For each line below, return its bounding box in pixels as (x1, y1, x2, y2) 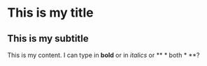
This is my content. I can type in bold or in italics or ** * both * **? (7, 51, 200, 59)
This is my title (7, 5, 94, 21)
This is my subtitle (7, 33, 89, 44)
